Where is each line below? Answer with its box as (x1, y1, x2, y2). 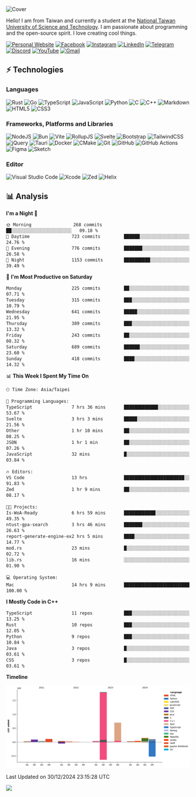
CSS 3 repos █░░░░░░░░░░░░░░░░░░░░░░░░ (6, 657, 190, 663)
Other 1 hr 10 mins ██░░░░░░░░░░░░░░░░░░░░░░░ (6, 428, 190, 434)
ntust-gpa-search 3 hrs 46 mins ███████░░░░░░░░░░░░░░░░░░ (6, 522, 190, 528)
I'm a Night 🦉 (6, 210, 38, 217)
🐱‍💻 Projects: (6, 505, 38, 510)
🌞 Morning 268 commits (6, 222, 102, 228)
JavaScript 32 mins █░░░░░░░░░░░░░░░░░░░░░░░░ (6, 452, 190, 458)
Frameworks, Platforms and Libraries (6, 120, 114, 128)
